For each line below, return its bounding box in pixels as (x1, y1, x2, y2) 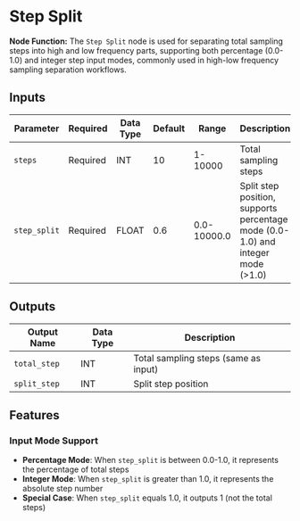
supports (239, 202, 278, 214)
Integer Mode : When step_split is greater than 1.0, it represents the (21, 474, 274, 484)
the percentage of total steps (21, 464, 129, 475)
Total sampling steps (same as (133, 351, 262, 364)
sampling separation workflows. (9, 64, 127, 75)
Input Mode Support (9, 434, 98, 447)
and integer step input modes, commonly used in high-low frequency (24, 54, 279, 65)
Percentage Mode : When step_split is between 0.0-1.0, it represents (21, 455, 279, 466)
